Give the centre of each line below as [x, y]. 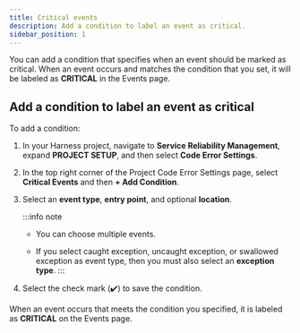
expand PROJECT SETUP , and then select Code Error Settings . [140, 155]
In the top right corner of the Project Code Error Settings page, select [150, 173]
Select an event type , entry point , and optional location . [127, 200]
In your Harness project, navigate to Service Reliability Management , [151, 146]
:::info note [42, 217]
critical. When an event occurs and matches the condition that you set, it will [150, 69]
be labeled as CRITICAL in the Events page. [90, 79]
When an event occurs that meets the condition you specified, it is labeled [146, 309]
